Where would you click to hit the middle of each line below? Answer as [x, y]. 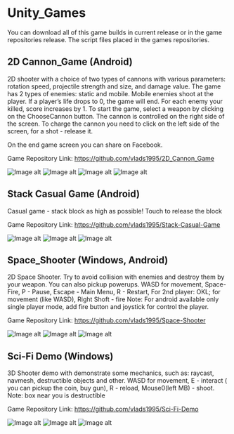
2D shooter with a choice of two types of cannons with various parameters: [117, 79]
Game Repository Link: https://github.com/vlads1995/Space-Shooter [106, 320]
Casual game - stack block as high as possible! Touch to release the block [115, 211]
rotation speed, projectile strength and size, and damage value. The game [114, 86]
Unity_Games [47, 13]
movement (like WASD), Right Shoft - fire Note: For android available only [113, 299]
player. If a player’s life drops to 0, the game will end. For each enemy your [115, 101]
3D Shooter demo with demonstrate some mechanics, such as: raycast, [111, 373]
